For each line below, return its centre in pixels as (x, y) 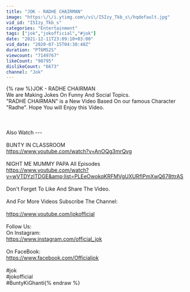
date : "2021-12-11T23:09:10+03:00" (50, 39)
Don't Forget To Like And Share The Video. (58, 189)
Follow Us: (19, 227)
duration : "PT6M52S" (32, 50)
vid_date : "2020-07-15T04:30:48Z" (49, 45)
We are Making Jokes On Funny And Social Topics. (68, 95)
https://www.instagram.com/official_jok (54, 239)
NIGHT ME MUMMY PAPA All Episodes (53, 164)
